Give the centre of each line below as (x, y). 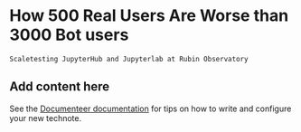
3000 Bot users (69, 35)
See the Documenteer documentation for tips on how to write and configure (150, 108)
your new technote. (46, 118)
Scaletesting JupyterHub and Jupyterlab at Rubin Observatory (129, 59)
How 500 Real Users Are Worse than (149, 16)
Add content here (60, 87)
